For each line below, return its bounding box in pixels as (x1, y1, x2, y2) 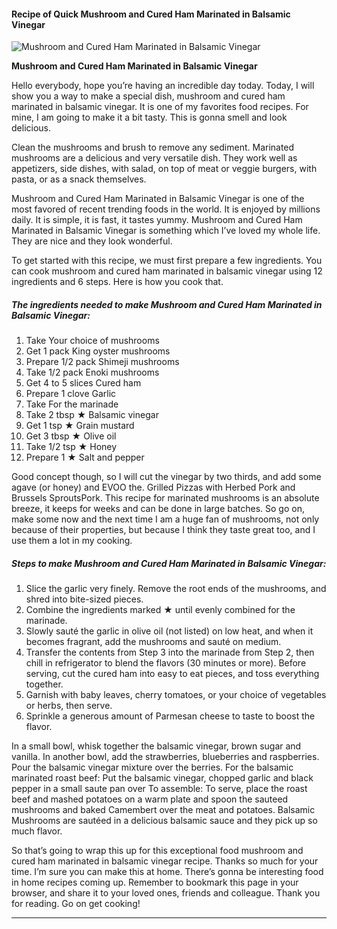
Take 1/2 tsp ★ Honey (25, 441, 118, 453)
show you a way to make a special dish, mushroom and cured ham (11, 90, 286, 102)
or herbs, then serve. (25, 700, 113, 712)
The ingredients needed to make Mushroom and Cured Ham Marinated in (11, 298, 323, 310)
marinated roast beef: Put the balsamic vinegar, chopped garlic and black (11, 772, 314, 784)
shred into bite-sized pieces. (25, 593, 144, 605)
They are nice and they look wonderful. (11, 235, 173, 247)
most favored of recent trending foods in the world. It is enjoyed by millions (11, 203, 321, 215)
